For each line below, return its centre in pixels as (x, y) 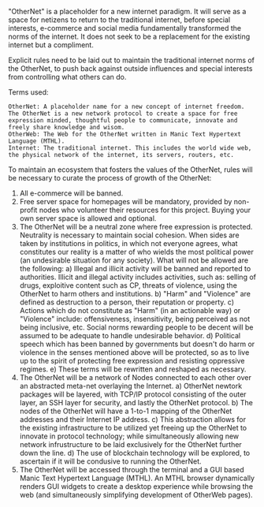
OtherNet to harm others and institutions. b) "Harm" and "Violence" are (135, 294)
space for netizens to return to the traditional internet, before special (119, 20)
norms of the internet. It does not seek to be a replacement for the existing (129, 36)
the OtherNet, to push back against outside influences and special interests (130, 69)
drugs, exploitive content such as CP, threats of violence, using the (128, 285)
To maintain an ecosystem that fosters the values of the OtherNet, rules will (131, 170)
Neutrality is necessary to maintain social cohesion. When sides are (129, 235)
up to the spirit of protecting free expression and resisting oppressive (132, 361)
